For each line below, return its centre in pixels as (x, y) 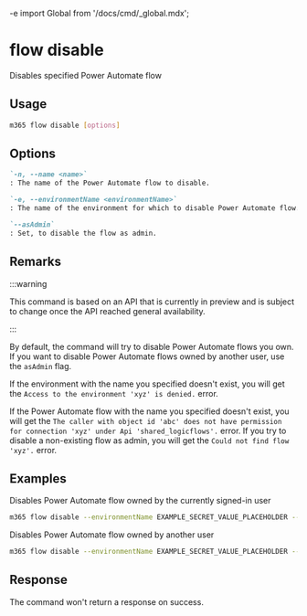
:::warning (28, 283)
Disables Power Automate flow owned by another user (112, 535)
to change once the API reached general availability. (107, 311)
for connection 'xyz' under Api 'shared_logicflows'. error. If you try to (148, 430)
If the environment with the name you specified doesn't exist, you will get (147, 384)
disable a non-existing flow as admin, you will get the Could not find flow (149, 440)
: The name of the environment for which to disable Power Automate (143, 208)
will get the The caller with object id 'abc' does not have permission (146, 420)
